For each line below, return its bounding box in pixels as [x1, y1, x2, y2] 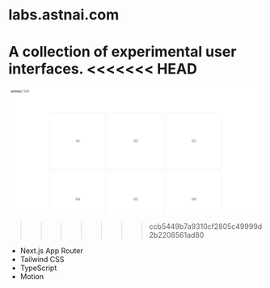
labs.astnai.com [8, 6, 120, 24]
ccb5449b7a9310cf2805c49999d [149, 222, 263, 231]
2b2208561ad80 [149, 231, 205, 240]
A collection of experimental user [8, 43, 237, 61]
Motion [19, 272, 44, 282]
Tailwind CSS [19, 255, 65, 265]
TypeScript [19, 263, 57, 273]
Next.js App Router [19, 246, 83, 256]
